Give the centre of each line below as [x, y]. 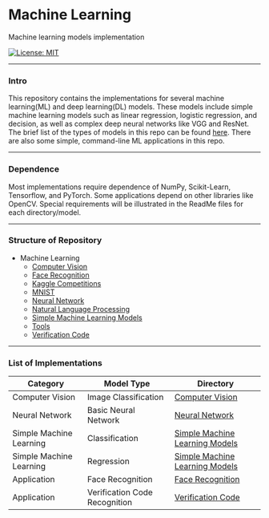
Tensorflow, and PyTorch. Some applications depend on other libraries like [131, 195]
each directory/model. [45, 212]
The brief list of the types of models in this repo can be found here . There [130, 132]
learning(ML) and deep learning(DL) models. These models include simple [131, 107]
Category [46, 384]
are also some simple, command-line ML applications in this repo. [117, 141]
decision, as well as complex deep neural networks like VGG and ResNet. [129, 124]
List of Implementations [55, 362]
